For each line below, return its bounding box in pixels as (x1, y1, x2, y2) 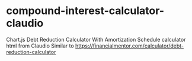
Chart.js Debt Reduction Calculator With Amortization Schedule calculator (6, 36, 186, 43)
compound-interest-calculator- (6, 4, 165, 18)
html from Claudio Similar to (6, 42, 74, 49)
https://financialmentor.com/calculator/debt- (75, 42, 184, 49)
